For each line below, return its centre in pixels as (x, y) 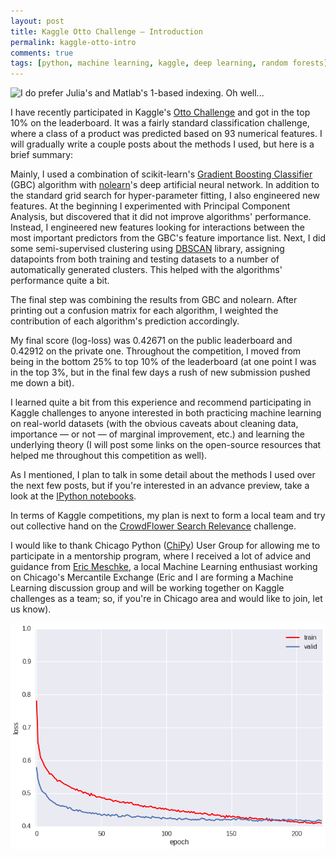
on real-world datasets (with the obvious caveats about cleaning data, (154, 424)
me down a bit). (42, 383)
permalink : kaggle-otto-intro (73, 42)
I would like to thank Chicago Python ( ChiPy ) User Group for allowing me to (165, 546)
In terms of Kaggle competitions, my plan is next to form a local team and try (168, 516)
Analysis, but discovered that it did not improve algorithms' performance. (161, 217)
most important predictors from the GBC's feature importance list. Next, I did (168, 238)
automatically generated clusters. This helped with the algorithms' (146, 270)
